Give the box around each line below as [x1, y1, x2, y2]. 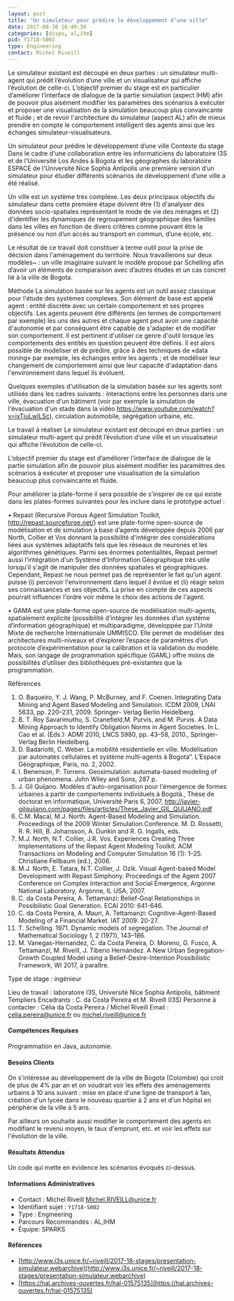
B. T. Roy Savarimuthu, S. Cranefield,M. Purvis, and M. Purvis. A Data [17, 715, 218, 724]
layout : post [8, 10, 46, 18]
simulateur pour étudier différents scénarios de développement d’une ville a [8, 171, 226, 179]
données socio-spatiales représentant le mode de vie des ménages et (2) [8, 207, 219, 216]
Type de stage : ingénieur [8, 975, 82, 983]
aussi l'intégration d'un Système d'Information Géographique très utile [8, 555, 210, 564]
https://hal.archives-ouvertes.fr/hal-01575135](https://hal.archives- [20, 1279, 214, 1287]
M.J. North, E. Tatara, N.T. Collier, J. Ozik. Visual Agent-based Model [17, 864, 216, 872]
